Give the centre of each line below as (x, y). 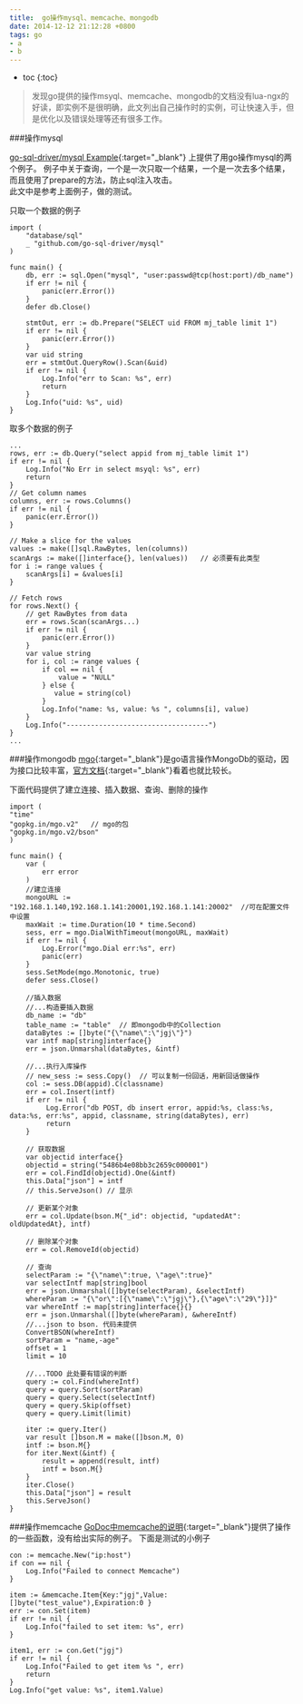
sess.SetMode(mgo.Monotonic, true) (93, 973)
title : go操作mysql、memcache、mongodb (84, 18)
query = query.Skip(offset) (78, 1406)
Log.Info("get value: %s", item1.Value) (87, 1690)
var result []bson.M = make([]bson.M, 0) (105, 1438)
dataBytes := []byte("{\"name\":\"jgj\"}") (109, 1033)
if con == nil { (40, 1563)
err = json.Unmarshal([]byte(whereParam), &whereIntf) (132, 1315)
